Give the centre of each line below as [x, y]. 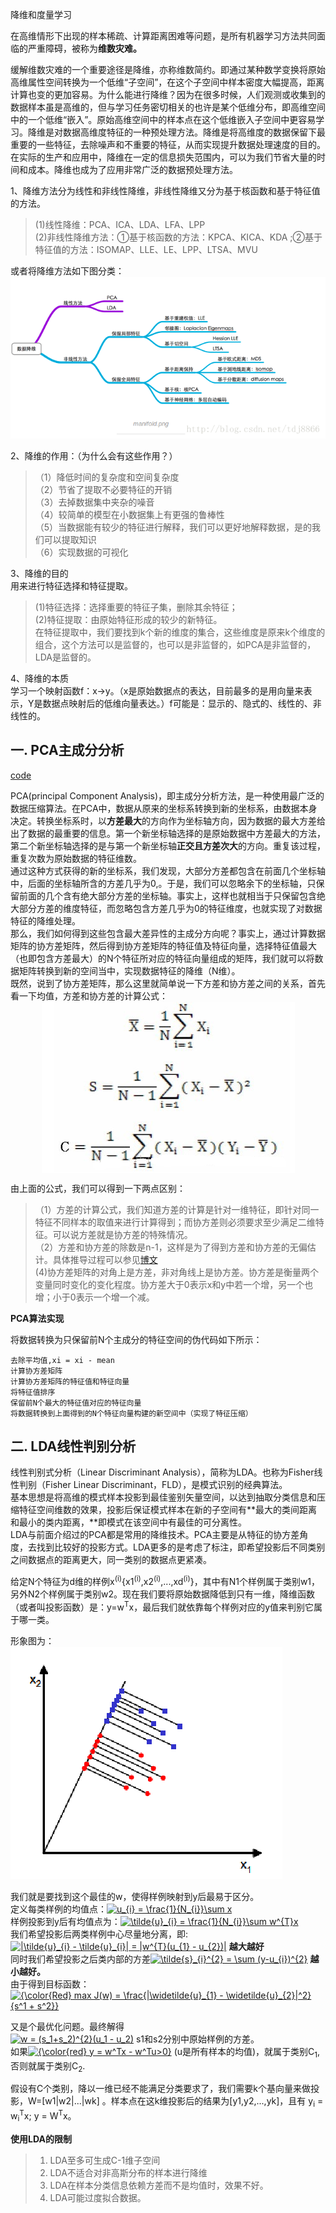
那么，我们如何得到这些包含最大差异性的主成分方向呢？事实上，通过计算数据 [168, 933]
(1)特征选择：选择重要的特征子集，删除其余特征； [136, 607]
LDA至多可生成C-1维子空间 [105, 2160]
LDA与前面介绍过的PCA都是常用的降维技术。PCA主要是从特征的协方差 [155, 1535]
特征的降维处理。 [45, 920]
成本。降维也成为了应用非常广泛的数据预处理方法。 [132, 169]
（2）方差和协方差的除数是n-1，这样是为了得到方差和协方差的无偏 [171, 1247]
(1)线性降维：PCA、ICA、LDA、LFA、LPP [120, 224]
